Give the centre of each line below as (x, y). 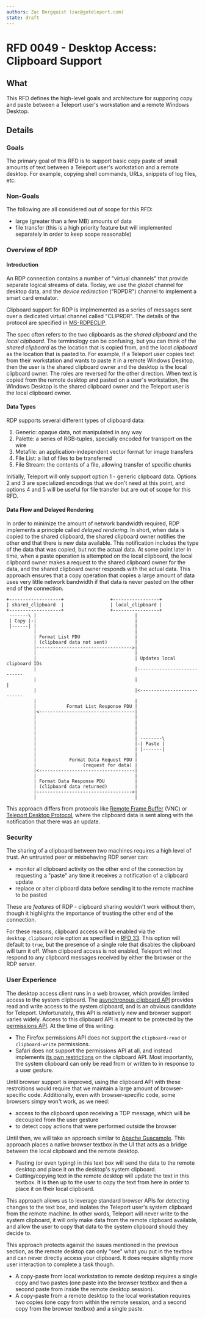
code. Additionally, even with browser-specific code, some (102, 1094)
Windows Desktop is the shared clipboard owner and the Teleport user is (98, 386)
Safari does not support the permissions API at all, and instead (94, 1050)
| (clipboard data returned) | (85, 787)
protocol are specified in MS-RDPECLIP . (56, 322)
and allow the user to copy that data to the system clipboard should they (97, 1226)
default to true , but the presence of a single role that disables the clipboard (101, 945)
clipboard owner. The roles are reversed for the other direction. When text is (102, 373)
